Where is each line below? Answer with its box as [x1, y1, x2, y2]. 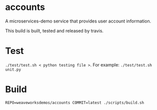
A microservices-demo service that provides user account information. [5, 18, 151, 24]
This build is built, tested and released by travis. [5, 27, 104, 33]
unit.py [5, 67, 21, 72]
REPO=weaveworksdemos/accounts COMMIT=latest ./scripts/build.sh [5, 100, 144, 105]
